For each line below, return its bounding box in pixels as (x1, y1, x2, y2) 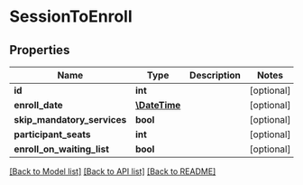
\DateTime (134, 99, 181, 111)
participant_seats (14, 128, 91, 141)
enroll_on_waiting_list (14, 143, 110, 155)
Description (188, 69, 242, 81)
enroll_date (14, 99, 63, 111)
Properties (9, 42, 70, 58)
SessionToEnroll (9, 6, 133, 27)
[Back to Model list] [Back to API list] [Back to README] (9, 166, 216, 177)
